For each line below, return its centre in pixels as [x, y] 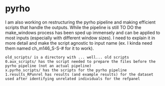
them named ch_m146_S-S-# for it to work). [49, 48]
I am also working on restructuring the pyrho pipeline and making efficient [80, 22]
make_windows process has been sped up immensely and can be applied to [83, 32]
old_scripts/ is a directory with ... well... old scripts [67, 57]
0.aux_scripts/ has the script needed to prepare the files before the [80, 61]
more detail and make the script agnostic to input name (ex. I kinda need [79, 43]
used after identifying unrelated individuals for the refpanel [73, 79]
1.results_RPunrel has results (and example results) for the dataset [79, 74]
